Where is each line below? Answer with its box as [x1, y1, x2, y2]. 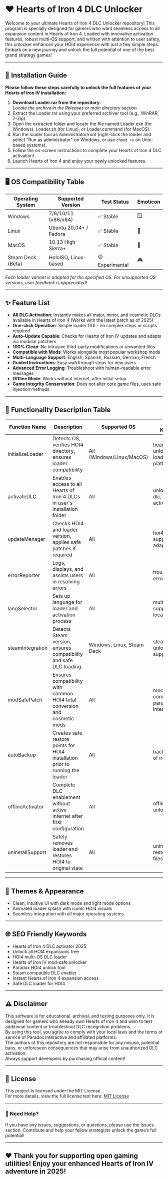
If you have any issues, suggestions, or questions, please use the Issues [5, 1121, 154, 1127]
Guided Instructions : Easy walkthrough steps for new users [12, 360, 136, 366]
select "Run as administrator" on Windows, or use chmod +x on [12, 137, 141, 143]
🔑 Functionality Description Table [5, 405, 111, 414]
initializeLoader [7, 451, 43, 458]
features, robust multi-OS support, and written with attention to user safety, [5, 36, 160, 42]
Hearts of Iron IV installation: [5, 90, 66, 96]
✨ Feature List [5, 299, 50, 307]
